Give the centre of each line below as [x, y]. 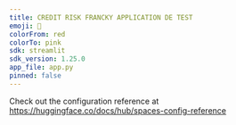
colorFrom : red [37, 34]
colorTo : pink [36, 42]
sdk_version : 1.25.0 [48, 59]
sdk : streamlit [37, 51]
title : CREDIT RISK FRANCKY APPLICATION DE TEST [101, 17]
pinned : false [36, 76]
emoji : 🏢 [25, 26]
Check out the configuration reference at [84, 101]
